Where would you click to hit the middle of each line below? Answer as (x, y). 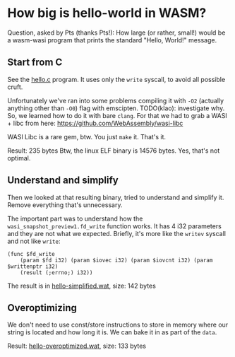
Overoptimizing (42, 308)
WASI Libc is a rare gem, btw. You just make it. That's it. (87, 136)
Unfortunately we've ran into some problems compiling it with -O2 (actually (116, 100)
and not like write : (34, 241)
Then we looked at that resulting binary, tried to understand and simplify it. (116, 197)
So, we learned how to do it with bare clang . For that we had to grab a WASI (117, 115)
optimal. (19, 158)
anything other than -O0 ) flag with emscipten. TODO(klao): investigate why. (116, 108)
